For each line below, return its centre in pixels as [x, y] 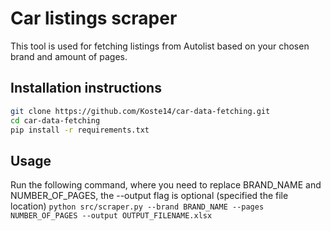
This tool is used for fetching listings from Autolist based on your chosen [160, 46]
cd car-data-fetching [55, 120]
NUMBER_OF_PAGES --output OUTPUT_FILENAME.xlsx [111, 216]
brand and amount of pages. [69, 56]
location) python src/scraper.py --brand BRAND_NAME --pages [137, 206]
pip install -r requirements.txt [80, 130]
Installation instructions [86, 88]
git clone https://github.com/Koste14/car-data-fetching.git [140, 111]
